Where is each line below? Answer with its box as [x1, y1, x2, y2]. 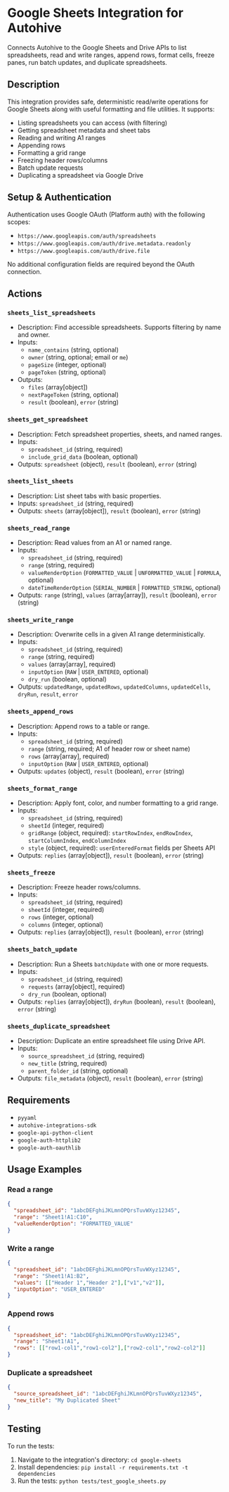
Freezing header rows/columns [17, 156, 108, 164]
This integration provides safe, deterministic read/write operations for [7, 97, 209, 106]
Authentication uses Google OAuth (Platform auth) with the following [7, 210, 206, 218]
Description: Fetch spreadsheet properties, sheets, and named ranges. [17, 430, 223, 438]
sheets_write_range [7, 616, 74, 624]
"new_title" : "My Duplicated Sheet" [13, 1397, 121, 1404]
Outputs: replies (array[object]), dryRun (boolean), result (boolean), [17, 997, 216, 1006]
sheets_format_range [7, 784, 78, 792]
